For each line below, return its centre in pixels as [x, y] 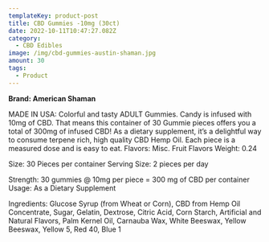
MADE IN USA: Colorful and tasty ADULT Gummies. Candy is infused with [130, 114]
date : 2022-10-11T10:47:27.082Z [62, 31]
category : [25, 38]
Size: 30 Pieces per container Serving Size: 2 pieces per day [108, 164]
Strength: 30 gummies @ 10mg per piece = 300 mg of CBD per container [129, 179]
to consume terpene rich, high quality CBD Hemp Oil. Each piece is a [122, 139]
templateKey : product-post [53, 16]
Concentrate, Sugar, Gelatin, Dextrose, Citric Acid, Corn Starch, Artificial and [135, 212]
